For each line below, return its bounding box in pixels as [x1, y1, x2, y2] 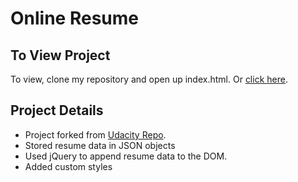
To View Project [10, 47, 111, 64]
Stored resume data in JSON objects [24, 139, 176, 151]
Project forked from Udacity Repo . [24, 128, 167, 141]
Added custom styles [24, 160, 113, 172]
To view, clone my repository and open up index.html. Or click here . [10, 73, 288, 85]
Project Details [10, 102, 104, 119]
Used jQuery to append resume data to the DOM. [24, 150, 228, 162]
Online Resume [10, 7, 139, 30]
